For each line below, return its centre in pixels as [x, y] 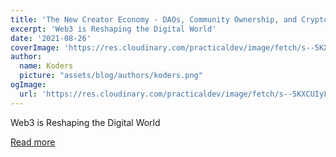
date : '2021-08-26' [51, 38]
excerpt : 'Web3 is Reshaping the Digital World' [113, 29]
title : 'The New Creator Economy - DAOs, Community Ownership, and [154, 19]
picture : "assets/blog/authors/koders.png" [111, 76]
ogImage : [28, 85]
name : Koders [46, 66]
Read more [33, 142]
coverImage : [35, 47]
